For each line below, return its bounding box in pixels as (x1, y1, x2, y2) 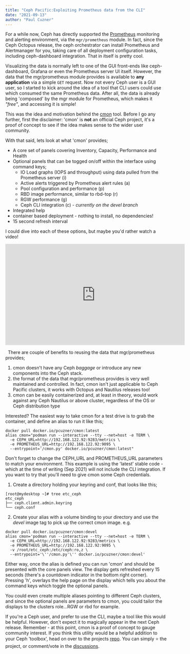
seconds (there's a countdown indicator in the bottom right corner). (5, 572, 148, 578)
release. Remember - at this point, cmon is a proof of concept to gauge (5, 625, 155, 631)
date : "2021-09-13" (5, 12, 47, 17)
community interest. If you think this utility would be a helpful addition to (5, 630, 158, 636)
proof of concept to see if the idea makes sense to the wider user (5, 122, 143, 128)
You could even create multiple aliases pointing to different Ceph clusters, (5, 593, 161, 599)
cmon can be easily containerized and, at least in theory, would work (12, 392, 158, 398)
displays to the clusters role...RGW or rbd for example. (5, 604, 120, 610)
